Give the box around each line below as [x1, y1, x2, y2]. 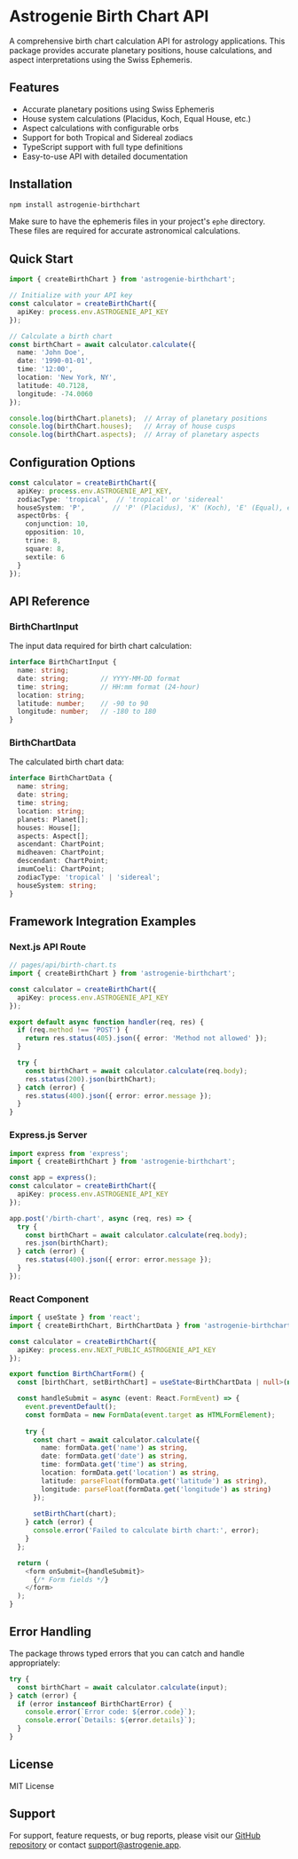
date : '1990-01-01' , [17, 357, 93, 366]
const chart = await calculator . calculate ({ [32, 1436, 200, 1444]
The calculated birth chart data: [9, 756, 124, 767]
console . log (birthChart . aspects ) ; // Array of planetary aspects [9, 431, 260, 439]
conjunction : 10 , [25, 519, 90, 529]
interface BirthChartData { [9, 774, 114, 783]
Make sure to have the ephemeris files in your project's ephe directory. [9, 216, 266, 227]
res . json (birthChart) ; [25, 1238, 109, 1248]
